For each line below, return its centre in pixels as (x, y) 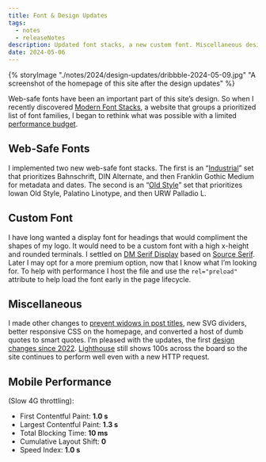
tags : (17, 23)
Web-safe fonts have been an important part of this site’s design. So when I (131, 99)
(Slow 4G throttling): (41, 401)
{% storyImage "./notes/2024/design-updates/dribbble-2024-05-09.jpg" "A (132, 75)
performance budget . (43, 124)
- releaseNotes (40, 38)
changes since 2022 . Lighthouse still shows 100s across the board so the (128, 349)
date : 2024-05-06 (37, 52)
